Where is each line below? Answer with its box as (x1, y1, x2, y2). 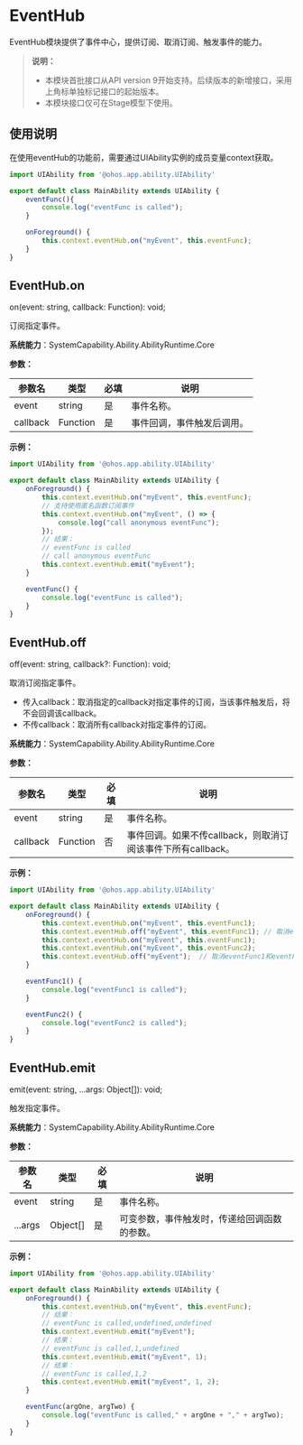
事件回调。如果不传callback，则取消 (126, 829, 280, 842)
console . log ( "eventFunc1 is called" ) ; (41, 985, 188, 994)
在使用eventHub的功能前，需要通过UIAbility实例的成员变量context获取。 (9, 152, 279, 162)
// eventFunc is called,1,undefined (41, 1344, 179, 1353)
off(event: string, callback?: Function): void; (9, 659, 171, 670)
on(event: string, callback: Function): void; (9, 301, 166, 312)
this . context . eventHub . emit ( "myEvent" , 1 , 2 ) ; (41, 1377, 220, 1386)
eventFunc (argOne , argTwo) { (25, 1403, 135, 1412)
